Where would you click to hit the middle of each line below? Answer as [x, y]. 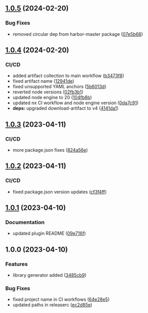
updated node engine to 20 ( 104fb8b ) [52, 98]
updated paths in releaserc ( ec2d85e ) [53, 305]
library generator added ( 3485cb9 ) [50, 275]
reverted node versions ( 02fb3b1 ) [48, 92]
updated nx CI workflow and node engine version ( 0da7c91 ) [76, 103]
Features [17, 264]
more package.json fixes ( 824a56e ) [50, 150]
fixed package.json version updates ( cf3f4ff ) [60, 191]
